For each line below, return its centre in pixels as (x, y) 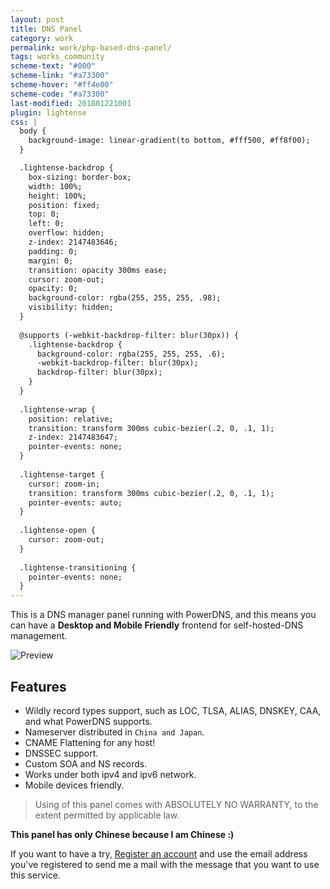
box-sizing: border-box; (80, 177)
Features (38, 686)
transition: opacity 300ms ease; (98, 270)
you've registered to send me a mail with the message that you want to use (165, 864)
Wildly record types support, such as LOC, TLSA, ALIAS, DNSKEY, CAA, (173, 710)
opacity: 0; (53, 289)
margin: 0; (51, 261)
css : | (24, 122)
